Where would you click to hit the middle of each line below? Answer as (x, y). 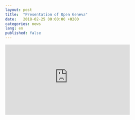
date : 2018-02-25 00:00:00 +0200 (42, 19)
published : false (23, 33)
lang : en (14, 28)
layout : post (19, 10)
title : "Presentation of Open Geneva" (47, 14)
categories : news (23, 24)
